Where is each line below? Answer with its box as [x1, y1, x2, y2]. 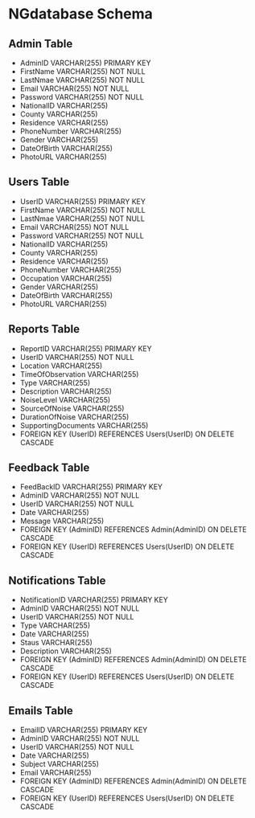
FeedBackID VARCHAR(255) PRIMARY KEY [19, 482, 163, 492]
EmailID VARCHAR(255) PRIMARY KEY [19, 725, 148, 735]
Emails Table [8, 704, 74, 718]
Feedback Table [8, 461, 90, 475]
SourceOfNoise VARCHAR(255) [19, 403, 125, 413]
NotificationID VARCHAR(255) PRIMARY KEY [19, 595, 169, 605]
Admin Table [8, 37, 73, 51]
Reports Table [8, 322, 80, 336]
